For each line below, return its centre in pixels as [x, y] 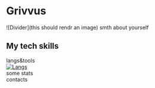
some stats [20, 73]
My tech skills [32, 46]
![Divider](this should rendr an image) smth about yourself [77, 27]
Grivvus [26, 11]
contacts [17, 79]
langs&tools [21, 60]
